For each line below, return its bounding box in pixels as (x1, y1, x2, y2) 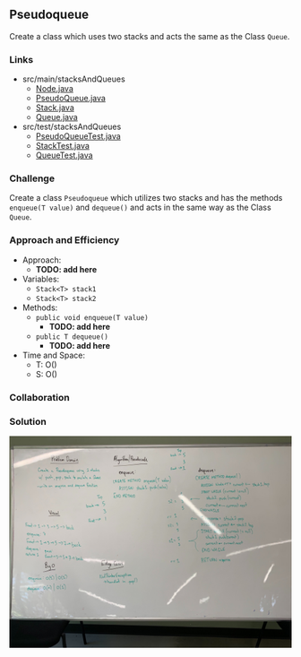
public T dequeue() (35, 332, 109, 341)
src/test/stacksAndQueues (21, 121, 122, 133)
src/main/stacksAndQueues (21, 73, 125, 84)
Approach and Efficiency (9, 234, 120, 246)
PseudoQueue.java (35, 93, 106, 104)
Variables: (21, 273, 60, 284)
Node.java (35, 83, 74, 94)
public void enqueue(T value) (35, 313, 150, 322)
